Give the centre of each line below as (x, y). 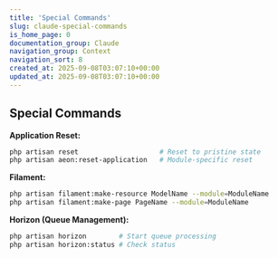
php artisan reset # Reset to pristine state (135, 152)
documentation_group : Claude (64, 43)
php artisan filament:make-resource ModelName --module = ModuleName (139, 194)
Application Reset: (45, 135)
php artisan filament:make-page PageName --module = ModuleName (129, 203)
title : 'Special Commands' (60, 18)
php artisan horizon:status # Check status (93, 244)
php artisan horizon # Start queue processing (113, 236)
